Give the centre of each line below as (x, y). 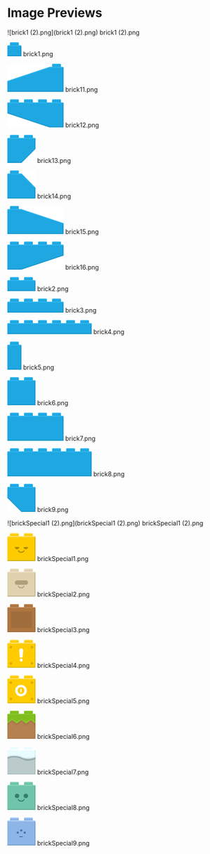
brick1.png (38, 53)
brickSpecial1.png (63, 558)
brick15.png (82, 231)
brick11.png (81, 89)
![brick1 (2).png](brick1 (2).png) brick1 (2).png (74, 32)
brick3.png (81, 310)
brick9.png (53, 509)
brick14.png (54, 196)
